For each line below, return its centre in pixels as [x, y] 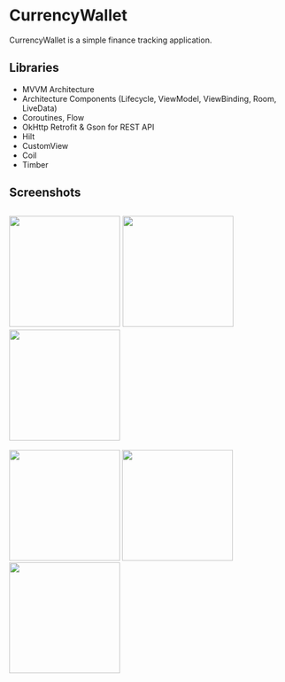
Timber [35, 164]
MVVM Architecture [58, 89]
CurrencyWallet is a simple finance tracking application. [111, 40]
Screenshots [45, 193]
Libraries [34, 68]
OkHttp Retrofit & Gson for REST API [88, 127]
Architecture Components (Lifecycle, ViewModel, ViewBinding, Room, [149, 98]
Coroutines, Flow [53, 117]
